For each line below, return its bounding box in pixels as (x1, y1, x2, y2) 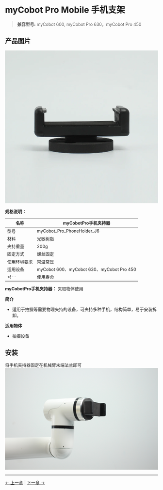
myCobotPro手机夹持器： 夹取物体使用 (5, 285, 83, 291)
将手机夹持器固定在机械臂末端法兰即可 (5, 362, 81, 368)
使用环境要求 (7, 259, 33, 265)
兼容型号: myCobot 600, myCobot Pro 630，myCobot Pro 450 (16, 21, 142, 27)
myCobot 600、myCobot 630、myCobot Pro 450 (37, 266, 137, 272)
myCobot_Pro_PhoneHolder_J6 (37, 228, 99, 234)
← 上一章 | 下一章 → (5, 479, 45, 485)
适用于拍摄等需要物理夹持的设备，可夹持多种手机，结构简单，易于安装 (12, 306, 153, 312)
